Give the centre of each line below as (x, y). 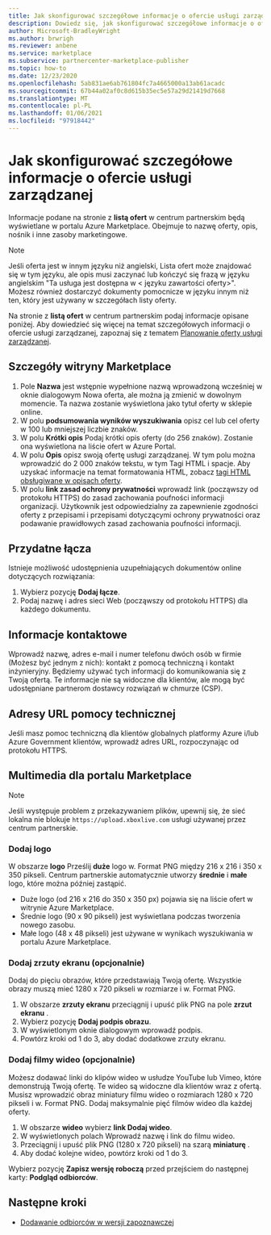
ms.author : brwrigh (41, 38)
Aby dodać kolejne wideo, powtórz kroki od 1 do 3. (104, 1153)
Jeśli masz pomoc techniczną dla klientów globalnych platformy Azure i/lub (134, 733)
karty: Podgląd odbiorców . (53, 1177)
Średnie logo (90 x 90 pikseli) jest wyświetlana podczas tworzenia (130, 916)
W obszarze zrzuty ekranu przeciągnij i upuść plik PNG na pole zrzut (136, 1004)
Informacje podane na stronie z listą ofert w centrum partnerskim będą (127, 217)
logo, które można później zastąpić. (67, 883)
